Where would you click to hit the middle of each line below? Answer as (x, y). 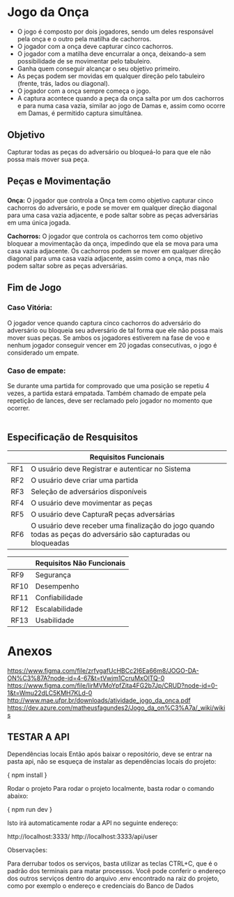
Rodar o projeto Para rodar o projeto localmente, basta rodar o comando (111, 788)
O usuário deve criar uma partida (85, 480)
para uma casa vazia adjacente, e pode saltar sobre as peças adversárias (113, 215)
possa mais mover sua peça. (48, 159)
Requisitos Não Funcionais (80, 563)
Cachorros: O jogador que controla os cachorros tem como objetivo (105, 236)
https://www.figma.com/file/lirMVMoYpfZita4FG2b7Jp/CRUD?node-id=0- (112, 685)
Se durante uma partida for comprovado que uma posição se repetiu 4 (108, 386)
